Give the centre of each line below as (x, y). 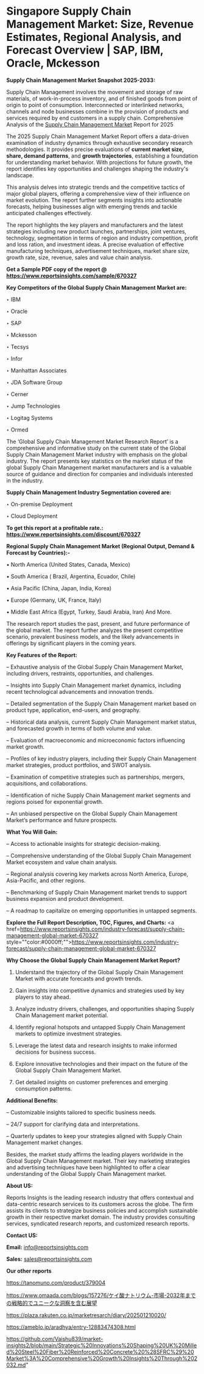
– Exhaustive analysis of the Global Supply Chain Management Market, (95, 667)
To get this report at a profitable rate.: (55, 527)
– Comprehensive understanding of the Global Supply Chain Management (99, 855)
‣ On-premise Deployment (40, 504)
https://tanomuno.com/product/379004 (56, 1282)
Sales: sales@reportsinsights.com (49, 1259)
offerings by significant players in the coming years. (72, 643)
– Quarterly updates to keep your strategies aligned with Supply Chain (94, 1136)
